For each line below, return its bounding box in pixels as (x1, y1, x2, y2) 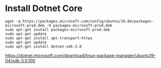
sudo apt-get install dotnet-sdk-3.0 (5, 44, 82, 49)
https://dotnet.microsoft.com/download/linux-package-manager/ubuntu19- (5, 53, 156, 58)
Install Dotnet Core (5, 3, 83, 14)
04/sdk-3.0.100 (5, 57, 36, 63)
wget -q (5, 19, 21, 24)
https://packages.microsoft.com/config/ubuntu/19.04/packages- (22, 19, 154, 24)
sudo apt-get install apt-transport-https (5, 36, 93, 41)
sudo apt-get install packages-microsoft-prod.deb (5, 27, 110, 32)
